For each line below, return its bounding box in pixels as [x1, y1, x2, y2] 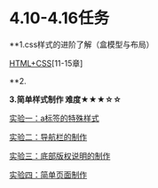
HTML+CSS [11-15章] [9, 58, 83, 68]
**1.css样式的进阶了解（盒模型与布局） [9, 39, 154, 50]
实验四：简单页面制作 [9, 169, 87, 180]
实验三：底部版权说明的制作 [9, 150, 111, 161]
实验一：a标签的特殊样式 [9, 113, 99, 123]
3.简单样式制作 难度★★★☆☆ [9, 94, 122, 105]
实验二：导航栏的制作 [9, 131, 87, 142]
